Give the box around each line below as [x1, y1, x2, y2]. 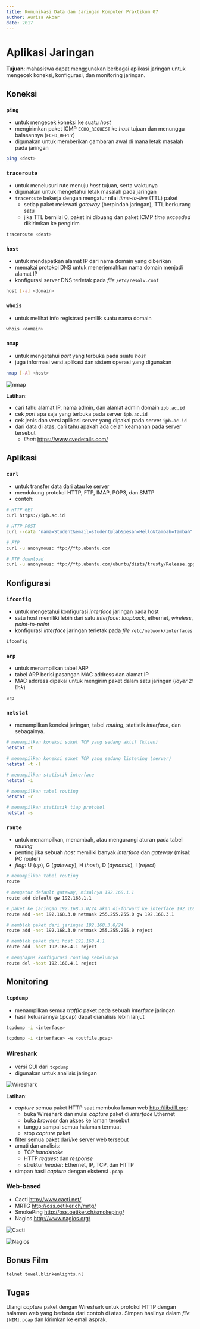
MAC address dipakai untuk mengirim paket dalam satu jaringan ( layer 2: [14, 678, 193, 685]
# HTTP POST [6, 523, 36, 529]
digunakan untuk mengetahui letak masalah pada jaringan [14, 188, 157, 196]
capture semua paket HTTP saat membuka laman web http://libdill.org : [14, 1104, 189, 1111]
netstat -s [6, 810, 33, 816]
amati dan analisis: [14, 1142, 61, 1149]
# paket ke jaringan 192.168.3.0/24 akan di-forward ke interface [6, 905, 174, 911]
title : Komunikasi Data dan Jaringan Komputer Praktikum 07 [6, 8, 159, 15]
